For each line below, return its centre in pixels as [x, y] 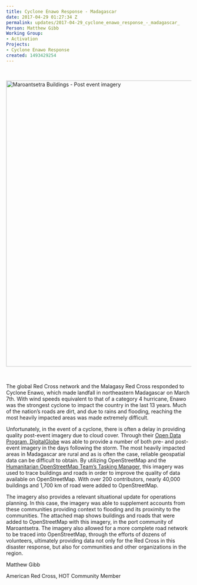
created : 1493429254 [31, 55]
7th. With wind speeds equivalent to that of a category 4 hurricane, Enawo [96, 399]
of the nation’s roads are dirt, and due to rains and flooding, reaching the [94, 411]
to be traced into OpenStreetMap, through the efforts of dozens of [86, 534]
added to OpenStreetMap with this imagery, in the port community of [90, 521]
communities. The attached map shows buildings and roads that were [91, 515]
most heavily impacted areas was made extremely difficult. [77, 417]
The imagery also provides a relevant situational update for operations [91, 497]
